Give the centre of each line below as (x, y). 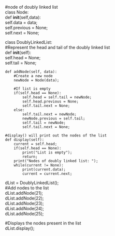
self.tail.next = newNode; (50, 114)
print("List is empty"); (47, 152)
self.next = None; (22, 33)
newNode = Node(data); (36, 80)
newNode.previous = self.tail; (54, 118)
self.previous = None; (26, 28)
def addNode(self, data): (31, 72)
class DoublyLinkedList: (29, 42)
